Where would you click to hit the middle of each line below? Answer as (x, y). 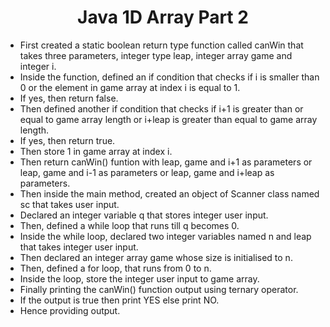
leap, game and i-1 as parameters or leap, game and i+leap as (147, 172)
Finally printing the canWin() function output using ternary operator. (159, 289)
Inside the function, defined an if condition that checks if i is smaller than (169, 77)
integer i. (38, 66)
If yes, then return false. (69, 98)
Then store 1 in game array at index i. (96, 151)
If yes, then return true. (67, 140)
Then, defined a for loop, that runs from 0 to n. (115, 268)
